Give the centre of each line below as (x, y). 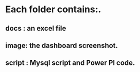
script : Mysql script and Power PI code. (70, 63)
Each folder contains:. (53, 9)
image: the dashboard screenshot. (62, 45)
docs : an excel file (36, 28)
